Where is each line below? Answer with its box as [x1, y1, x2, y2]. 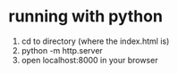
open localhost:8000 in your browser [21, 54, 158, 65]
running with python [8, 6, 163, 27]
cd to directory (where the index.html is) [21, 36, 170, 46]
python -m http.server [21, 45, 104, 55]
